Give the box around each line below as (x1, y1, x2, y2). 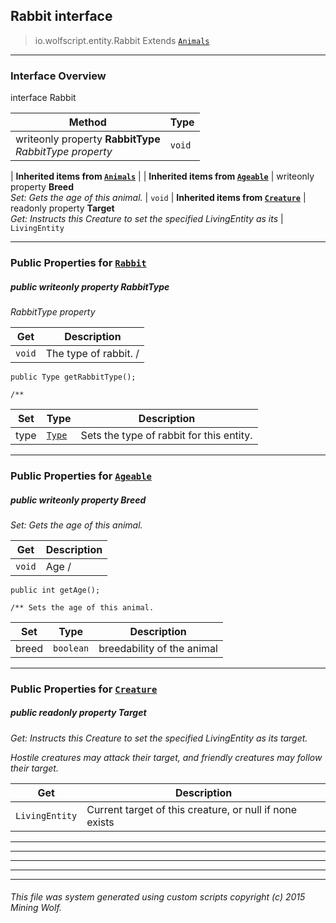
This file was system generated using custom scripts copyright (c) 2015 (10, 891, 306, 903)
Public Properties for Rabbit (10, 256, 147, 270)
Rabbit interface (10, 8, 113, 25)
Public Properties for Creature (10, 682, 158, 696)
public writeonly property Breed (10, 494, 147, 506)
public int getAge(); (10, 585, 101, 595)
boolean (53, 642, 90, 654)
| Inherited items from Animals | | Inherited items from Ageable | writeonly (10, 170, 315, 183)
